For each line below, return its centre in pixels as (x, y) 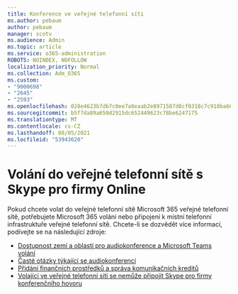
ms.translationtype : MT (42, 119)
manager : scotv (30, 34)
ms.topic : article (34, 47)
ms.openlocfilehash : (38, 107)
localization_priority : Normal (53, 67)
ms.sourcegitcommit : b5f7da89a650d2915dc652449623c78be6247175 (103, 113)
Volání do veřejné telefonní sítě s (105, 174)
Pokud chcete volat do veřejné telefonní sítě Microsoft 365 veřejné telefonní (118, 209)
